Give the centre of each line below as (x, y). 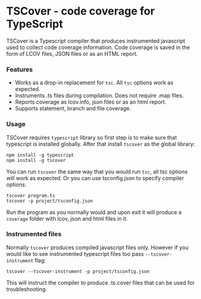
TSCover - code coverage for (81, 11)
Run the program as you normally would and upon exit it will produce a (94, 212)
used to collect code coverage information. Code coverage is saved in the (98, 47)
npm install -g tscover (36, 160)
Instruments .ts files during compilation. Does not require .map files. (99, 96)
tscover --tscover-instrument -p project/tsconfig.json (78, 271)
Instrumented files (34, 234)
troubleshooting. (27, 289)
